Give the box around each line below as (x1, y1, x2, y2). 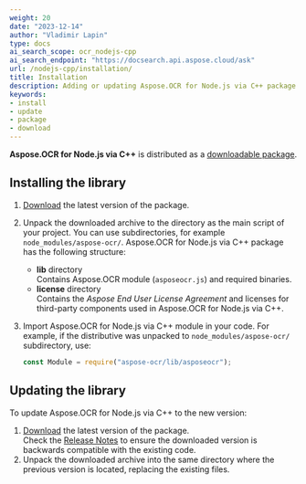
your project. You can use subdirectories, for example (22, 226, 226, 237)
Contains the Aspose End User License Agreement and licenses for (36, 293, 290, 304)
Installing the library (9, 175, 127, 191)
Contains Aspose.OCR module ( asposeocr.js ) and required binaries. (36, 273, 292, 284)
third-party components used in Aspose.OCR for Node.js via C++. (36, 302, 285, 313)
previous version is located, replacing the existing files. (22, 463, 230, 475)
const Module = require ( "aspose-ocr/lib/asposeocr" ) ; (22, 357, 232, 366)
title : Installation (9, 73, 89, 82)
